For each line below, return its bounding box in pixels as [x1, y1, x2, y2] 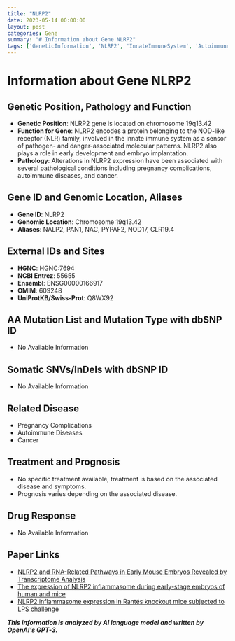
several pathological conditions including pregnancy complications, [17, 164, 212, 172]
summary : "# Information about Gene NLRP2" [7, 36, 136, 43]
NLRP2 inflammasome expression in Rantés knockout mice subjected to [17, 597, 225, 605]
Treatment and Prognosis [7, 456, 120, 468]
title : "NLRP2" [7, 10, 52, 17]
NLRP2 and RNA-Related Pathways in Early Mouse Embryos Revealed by [17, 568, 227, 576]
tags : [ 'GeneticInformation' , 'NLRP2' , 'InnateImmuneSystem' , [7, 43, 192, 50]
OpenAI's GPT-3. [7, 626, 58, 634]
